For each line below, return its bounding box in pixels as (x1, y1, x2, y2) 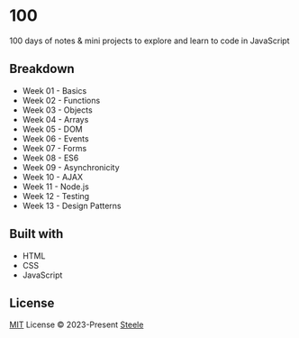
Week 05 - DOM (22, 123, 83, 134)
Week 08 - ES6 (22, 152, 79, 163)
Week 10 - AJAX (22, 171, 84, 182)
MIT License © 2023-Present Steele (9, 319, 144, 330)
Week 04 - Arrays (22, 114, 89, 124)
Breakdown (9, 61, 75, 77)
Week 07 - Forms (22, 142, 87, 153)
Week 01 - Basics (22, 85, 87, 96)
